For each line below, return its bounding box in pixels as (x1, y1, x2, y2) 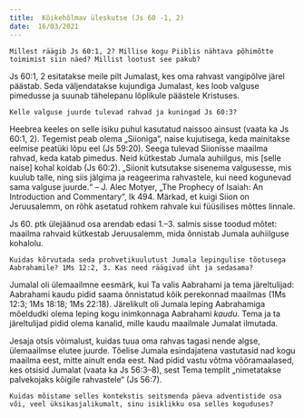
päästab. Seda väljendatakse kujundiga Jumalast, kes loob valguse (9, 80, 260, 91)
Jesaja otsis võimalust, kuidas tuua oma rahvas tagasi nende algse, (9, 335, 260, 346)
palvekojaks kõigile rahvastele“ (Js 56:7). (9, 373, 162, 384)
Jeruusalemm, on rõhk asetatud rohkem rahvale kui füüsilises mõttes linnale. (9, 201, 296, 212)
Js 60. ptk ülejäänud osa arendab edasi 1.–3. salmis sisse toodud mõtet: (9, 218, 278, 229)
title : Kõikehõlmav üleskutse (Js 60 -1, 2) (9, 13, 184, 23)
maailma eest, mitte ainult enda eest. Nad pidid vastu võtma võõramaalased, (9, 354, 295, 365)
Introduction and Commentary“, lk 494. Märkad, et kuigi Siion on (9, 191, 250, 202)
